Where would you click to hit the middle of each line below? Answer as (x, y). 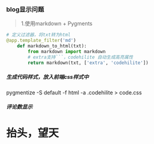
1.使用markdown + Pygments (57, 24)
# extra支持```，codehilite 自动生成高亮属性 (81, 57)
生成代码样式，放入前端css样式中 (47, 77)
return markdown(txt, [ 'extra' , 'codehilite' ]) (88, 63)
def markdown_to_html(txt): (52, 46)
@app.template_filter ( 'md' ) (41, 41)
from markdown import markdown (67, 51)
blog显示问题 (25, 9)
